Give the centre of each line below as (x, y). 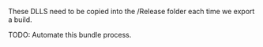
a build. (21, 20)
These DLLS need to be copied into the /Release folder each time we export (131, 11)
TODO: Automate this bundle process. (70, 35)
